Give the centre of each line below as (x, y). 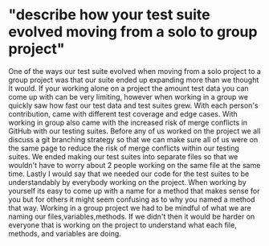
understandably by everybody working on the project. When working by (127, 182)
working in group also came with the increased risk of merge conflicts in (128, 122)
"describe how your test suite (109, 15)
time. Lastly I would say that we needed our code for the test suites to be (129, 174)
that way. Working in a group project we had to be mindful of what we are (130, 207)
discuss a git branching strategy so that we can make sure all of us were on (133, 139)
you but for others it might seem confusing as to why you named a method (132, 199)
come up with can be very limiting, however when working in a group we (128, 96)
